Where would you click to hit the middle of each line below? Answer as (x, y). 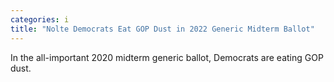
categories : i (40, 19)
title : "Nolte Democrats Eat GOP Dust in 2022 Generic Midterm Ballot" (162, 29)
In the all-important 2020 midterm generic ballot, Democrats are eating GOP (167, 57)
